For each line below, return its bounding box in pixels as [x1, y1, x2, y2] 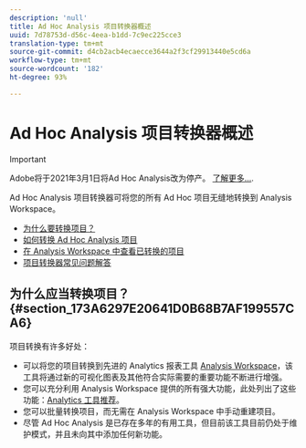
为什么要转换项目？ [22, 223, 96, 234]
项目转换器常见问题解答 [22, 256, 111, 267]
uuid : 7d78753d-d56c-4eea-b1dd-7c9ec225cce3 [9, 30, 182, 39]
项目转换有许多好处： [9, 340, 90, 351]
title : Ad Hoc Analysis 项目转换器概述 [9, 22, 152, 31]
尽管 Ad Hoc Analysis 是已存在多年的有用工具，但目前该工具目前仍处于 [22, 417, 290, 428]
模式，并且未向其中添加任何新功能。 [30, 428, 167, 439]
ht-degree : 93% [9, 73, 68, 82]
